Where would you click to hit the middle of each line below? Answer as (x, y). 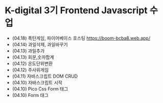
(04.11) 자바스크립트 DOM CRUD (45, 76)
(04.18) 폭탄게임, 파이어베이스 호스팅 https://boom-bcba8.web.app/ (81, 38)
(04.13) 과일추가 (28, 51)
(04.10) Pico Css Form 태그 (40, 89)
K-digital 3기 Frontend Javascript (76, 10)
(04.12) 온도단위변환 (32, 63)
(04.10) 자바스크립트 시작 (37, 82)
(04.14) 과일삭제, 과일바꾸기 (40, 44)
